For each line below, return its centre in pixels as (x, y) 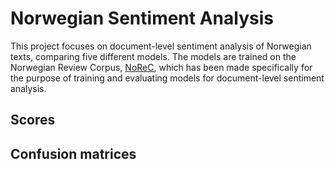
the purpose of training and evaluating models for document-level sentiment (167, 78)
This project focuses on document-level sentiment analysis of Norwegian (161, 46)
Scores (33, 120)
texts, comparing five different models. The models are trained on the (153, 56)
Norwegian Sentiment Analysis (142, 18)
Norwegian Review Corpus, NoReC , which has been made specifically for (161, 67)
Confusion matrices (73, 153)
